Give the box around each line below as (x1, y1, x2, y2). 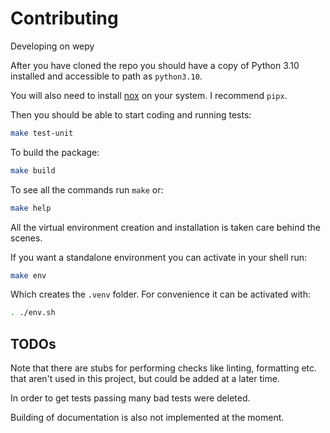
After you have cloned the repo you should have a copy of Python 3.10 (10, 59, 300, 71)
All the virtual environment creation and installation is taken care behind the (10, 221, 322, 233)
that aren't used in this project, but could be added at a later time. (10, 373, 280, 385)
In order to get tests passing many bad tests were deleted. (10, 392, 251, 404)
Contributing (10, 7, 119, 30)
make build (10, 165, 56, 176)
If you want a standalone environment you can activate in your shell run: (10, 251, 308, 263)
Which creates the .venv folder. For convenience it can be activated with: (10, 288, 312, 301)
